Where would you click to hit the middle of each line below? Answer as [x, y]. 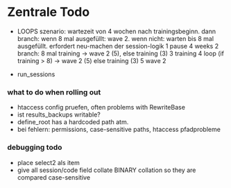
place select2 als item [48, 162]
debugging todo [35, 148]
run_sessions [36, 74]
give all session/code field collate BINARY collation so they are [106, 170]
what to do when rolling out [54, 92]
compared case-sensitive [54, 177]
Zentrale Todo [49, 12]
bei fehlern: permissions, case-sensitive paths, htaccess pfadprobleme [119, 130]
